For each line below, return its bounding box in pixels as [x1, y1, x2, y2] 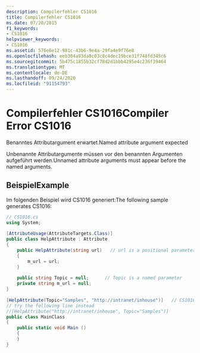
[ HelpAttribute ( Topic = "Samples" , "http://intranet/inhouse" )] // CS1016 [6, 297, 196, 303]
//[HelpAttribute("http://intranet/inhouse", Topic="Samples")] [6, 308, 169, 314]
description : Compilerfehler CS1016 [6, 8, 97, 15]
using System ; [6, 219, 42, 225]
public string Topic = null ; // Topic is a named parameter [17, 275, 183, 281]
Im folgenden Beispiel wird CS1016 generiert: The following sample [6, 196, 168, 203]
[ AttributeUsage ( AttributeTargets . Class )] [6, 231, 113, 237]
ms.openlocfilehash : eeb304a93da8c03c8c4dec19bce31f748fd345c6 [6, 53, 167, 59]
